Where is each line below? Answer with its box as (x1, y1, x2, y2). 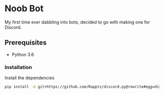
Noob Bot (4, 3, 44, 14)
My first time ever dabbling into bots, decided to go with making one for (4, 19, 150, 25)
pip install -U (4, 84, 36, 90)
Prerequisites (4, 39, 47, 47)
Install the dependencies (4, 75, 55, 81)
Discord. (4, 24, 22, 30)
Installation (4, 64, 33, 70)
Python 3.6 (11, 51, 34, 57)
